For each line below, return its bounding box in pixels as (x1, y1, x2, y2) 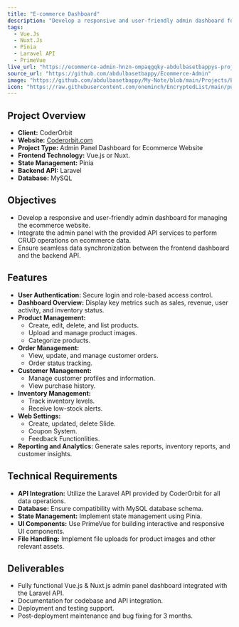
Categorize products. (28, 336, 91, 344)
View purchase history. (28, 381, 96, 390)
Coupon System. (28, 426, 78, 435)
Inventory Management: (17, 389, 91, 397)
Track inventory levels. (28, 396, 95, 405)
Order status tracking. (28, 359, 93, 367)
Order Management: (17, 343, 80, 352)
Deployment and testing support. (17, 604, 115, 613)
